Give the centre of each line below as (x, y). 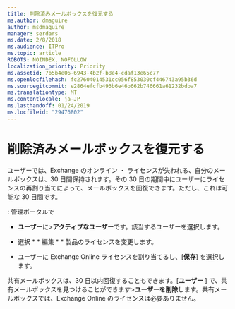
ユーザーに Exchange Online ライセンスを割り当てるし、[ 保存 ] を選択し (121, 256)
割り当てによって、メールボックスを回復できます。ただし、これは (127, 188)
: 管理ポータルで (31, 212)
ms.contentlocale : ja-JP (44, 99)
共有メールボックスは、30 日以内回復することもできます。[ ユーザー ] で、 (114, 280)
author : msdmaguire (36, 27)
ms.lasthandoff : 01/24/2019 (49, 106)
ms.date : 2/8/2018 (34, 40)
